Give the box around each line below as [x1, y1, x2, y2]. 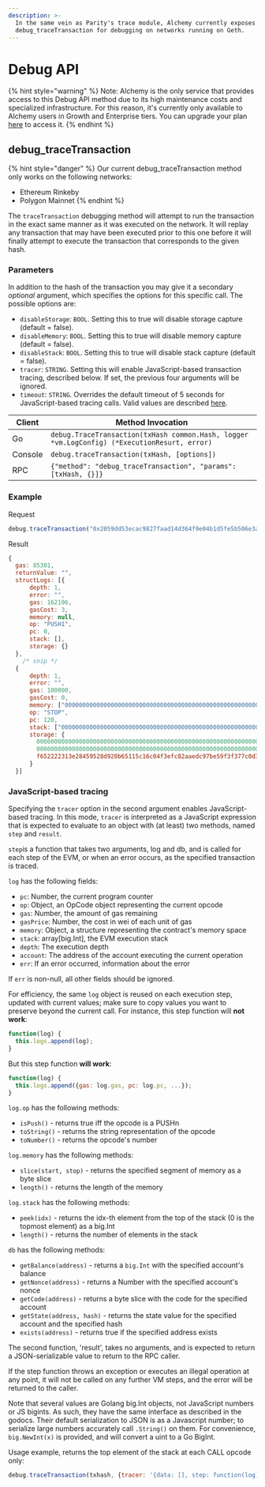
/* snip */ [22, 657, 58, 665]
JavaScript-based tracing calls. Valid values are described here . [19, 398, 228, 407]
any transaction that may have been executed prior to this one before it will [8, 228, 252, 238]
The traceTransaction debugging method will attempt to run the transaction [8, 211, 255, 221]
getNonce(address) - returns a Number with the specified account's [19, 1277, 239, 1287]
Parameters [8, 265, 54, 276]
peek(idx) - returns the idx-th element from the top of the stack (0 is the [19, 1213, 255, 1222]
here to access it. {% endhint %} [8, 120, 114, 130]
